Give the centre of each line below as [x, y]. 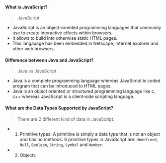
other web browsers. [34, 49]
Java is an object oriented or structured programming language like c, [84, 91]
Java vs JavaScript [37, 71]
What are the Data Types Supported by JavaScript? [59, 108]
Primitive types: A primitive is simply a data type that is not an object [90, 134]
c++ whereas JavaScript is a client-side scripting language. [73, 96]
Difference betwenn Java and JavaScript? [49, 60]
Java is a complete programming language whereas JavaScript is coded [86, 81]
